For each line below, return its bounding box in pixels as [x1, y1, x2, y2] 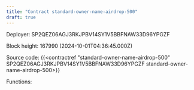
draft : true [6, 14, 36, 20]
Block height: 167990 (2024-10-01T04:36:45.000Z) [6, 42, 133, 49]
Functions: [6, 78, 32, 85]
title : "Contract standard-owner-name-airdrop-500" [6, 8, 138, 15]
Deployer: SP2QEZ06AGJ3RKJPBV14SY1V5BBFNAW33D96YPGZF [6, 30, 171, 38]
